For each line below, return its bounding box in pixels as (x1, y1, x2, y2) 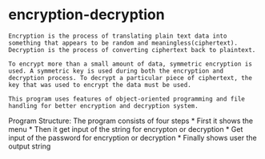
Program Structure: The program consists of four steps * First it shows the (8, 116, 254, 125)
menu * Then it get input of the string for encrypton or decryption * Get (8, 124, 243, 133)
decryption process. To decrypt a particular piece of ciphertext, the (8, 74, 252, 81)
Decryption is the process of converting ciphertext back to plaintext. (8, 46, 256, 54)
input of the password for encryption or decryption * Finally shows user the (8, 133, 258, 142)
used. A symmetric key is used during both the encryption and (8, 66, 224, 75)
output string (8, 141, 51, 151)
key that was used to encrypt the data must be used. (8, 81, 192, 89)
